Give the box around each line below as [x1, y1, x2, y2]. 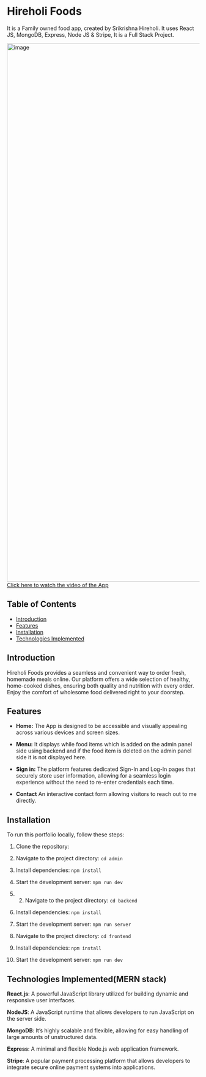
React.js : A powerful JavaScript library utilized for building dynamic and [7, 990, 189, 997]
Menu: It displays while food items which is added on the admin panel [15, 741, 193, 748]
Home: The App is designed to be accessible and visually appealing [15, 722, 188, 730]
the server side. [7, 1015, 46, 1022]
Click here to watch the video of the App [7, 581, 109, 588]
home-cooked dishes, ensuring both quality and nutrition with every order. [7, 681, 194, 689]
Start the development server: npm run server [15, 920, 131, 928]
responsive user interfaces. [7, 997, 76, 1004]
